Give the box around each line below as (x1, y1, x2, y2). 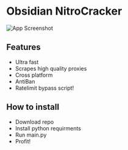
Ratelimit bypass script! (15, 84, 74, 91)
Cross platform (15, 71, 53, 79)
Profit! (15, 137, 31, 145)
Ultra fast (15, 58, 39, 65)
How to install (6, 102, 60, 112)
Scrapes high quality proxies (15, 65, 87, 72)
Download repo (15, 118, 54, 126)
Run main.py (15, 131, 47, 138)
